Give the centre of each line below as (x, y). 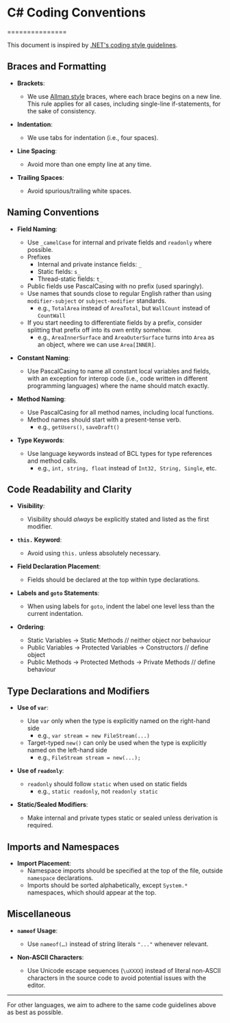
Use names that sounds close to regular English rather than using (119, 293)
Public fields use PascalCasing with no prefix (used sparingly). (115, 286)
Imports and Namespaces (63, 847)
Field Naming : (37, 229)
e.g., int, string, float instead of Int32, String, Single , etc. (127, 468)
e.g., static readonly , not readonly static (98, 792)
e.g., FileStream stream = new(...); (89, 757)
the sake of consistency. (62, 111)
